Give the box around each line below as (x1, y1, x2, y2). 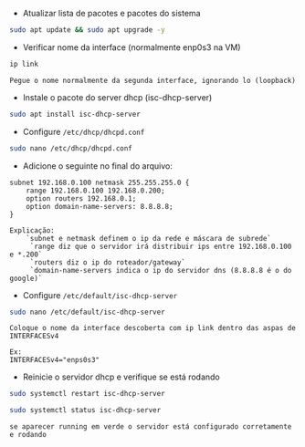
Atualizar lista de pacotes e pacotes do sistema (22, 8, 201, 18)
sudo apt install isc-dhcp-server (9, 109, 142, 119)
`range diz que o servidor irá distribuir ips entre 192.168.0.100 (29, 242, 292, 251)
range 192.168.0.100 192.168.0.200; (26, 186, 166, 195)
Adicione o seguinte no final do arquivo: (22, 160, 174, 172)
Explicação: (9, 225, 55, 235)
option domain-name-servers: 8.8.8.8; (26, 202, 174, 211)
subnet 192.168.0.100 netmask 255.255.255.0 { (9, 178, 190, 187)
